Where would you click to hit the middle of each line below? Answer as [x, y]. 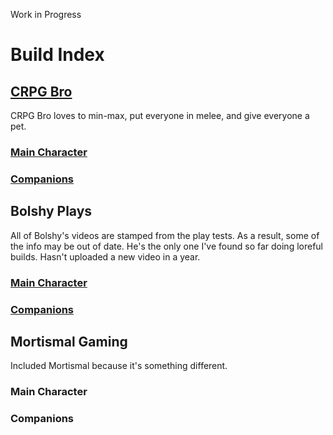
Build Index [57, 55]
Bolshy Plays [51, 211]
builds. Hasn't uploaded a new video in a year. [105, 256]
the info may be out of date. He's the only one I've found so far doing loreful [166, 246]
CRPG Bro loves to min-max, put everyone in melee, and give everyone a [160, 115]
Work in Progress [46, 14]
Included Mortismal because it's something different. [119, 366]
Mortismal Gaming [69, 341]
